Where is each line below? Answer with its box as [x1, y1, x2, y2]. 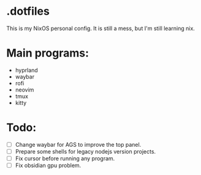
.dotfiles [6, 4, 50, 18]
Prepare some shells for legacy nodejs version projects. [15, 147, 156, 155]
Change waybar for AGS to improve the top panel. [15, 141, 142, 148]
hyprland [15, 66, 38, 74]
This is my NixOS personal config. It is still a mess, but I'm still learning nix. [6, 25, 195, 32]
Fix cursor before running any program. [15, 155, 115, 162]
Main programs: [6, 46, 89, 60]
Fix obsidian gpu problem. [15, 161, 82, 169]
